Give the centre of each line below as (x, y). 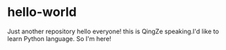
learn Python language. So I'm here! (59, 38)
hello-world (42, 12)
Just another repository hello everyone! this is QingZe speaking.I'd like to (113, 31)
